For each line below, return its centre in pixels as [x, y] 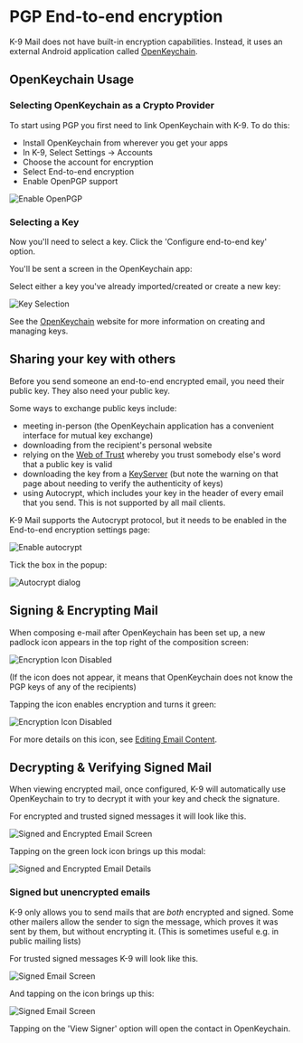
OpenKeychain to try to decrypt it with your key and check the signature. [145, 799]
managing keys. [39, 331]
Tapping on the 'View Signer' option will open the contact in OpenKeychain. [150, 1029]
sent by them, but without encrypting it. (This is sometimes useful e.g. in [144, 931]
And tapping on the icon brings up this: [82, 993]
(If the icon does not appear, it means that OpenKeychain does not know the [151, 677]
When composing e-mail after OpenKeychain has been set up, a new [137, 632]
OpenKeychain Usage [72, 80]
